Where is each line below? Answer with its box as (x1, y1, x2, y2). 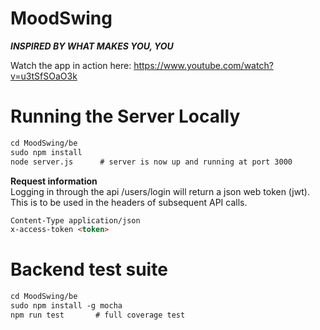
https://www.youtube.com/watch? (133, 59, 274, 71)
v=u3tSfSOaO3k (10, 70, 78, 82)
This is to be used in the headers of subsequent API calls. (10, 196, 248, 208)
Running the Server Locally (10, 105, 241, 128)
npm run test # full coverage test (10, 310, 186, 320)
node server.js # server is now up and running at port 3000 (10, 157, 293, 167)
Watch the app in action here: (10, 59, 132, 71)
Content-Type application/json (10, 215, 141, 226)
